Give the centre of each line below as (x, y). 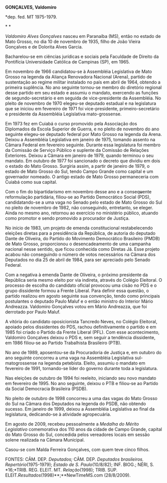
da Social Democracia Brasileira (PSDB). (47, 389)
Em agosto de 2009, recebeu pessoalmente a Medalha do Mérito (72, 424)
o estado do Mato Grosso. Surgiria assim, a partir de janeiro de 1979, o (78, 166)
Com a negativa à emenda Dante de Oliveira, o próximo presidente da (77, 275)
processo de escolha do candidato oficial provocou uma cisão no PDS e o (81, 285)
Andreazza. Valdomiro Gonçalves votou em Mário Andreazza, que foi (76, 306)
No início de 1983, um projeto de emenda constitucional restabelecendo (79, 228)
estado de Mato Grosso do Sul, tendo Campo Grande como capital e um (79, 171)
